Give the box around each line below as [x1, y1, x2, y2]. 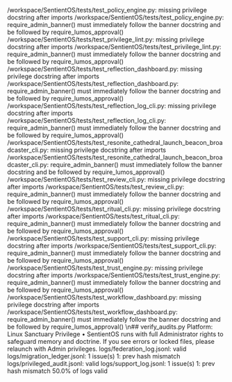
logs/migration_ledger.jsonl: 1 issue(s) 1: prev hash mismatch [7, 352, 181, 360]
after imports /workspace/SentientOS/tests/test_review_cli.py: [7, 183, 185, 191]
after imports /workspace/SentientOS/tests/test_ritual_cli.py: [7, 212, 180, 220]
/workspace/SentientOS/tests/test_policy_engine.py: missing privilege [7, 6, 207, 14]
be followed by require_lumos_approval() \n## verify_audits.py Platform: [7, 322, 213, 331]
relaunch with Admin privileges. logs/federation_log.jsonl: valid [7, 345, 187, 353]
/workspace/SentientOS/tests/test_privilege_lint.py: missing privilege [7, 35, 205, 44]
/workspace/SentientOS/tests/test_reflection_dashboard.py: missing [7, 65, 203, 73]
